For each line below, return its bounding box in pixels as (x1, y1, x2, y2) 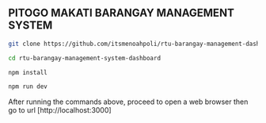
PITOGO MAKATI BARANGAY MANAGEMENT (8, 6, 235, 20)
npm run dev (8, 83, 47, 90)
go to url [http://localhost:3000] (8, 106, 112, 115)
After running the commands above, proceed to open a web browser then (8, 97, 249, 106)
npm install (8, 68, 47, 76)
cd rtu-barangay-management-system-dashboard (8, 54, 161, 62)
